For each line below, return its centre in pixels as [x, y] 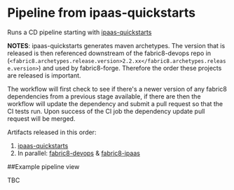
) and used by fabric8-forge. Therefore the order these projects [130, 68]
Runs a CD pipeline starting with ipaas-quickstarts [80, 32]
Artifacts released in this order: [52, 132]
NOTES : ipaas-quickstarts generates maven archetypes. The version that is [116, 45]
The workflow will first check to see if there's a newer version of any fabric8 [117, 89]
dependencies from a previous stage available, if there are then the [104, 96]
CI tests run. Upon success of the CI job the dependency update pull [106, 111]
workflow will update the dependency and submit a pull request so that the [115, 103]
